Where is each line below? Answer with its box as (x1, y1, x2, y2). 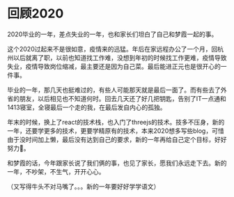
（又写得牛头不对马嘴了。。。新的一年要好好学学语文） (7, 182, 160, 191)
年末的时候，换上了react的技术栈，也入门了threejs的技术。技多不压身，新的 (7, 118, 225, 126)
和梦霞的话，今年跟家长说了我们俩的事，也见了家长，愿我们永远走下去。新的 (7, 159, 227, 167)
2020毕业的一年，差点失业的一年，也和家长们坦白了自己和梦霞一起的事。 (7, 30, 218, 38)
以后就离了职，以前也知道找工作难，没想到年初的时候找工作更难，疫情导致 (13, 53, 227, 62)
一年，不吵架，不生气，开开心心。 (7, 167, 105, 175)
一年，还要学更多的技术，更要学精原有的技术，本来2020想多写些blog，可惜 (7, 126, 224, 135)
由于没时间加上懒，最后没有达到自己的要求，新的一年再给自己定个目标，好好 (7, 135, 227, 143)
